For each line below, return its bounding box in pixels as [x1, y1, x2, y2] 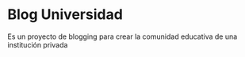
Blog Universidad [7, 6, 124, 24]
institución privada [7, 40, 68, 49]
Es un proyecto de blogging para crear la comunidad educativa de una [7, 32, 238, 41]
